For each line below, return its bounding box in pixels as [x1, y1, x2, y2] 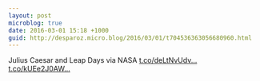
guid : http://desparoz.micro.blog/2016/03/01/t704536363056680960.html [8, 33, 252, 42]
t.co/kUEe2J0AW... [8, 64, 70, 74]
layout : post [8, 11, 52, 20]
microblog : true [8, 19, 62, 27]
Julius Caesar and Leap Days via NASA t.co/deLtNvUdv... [8, 56, 198, 65]
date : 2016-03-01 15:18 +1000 [8, 26, 110, 34]
